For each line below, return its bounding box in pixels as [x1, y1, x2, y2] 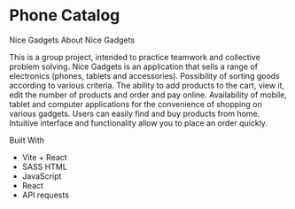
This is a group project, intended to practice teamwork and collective [9, 51, 261, 62]
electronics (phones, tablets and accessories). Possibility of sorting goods [9, 70, 281, 81]
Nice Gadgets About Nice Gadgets [9, 35, 136, 45]
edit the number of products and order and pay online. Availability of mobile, [9, 89, 288, 100]
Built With [9, 135, 44, 145]
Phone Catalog [9, 5, 120, 26]
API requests [21, 190, 69, 200]
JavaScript [21, 170, 62, 182]
